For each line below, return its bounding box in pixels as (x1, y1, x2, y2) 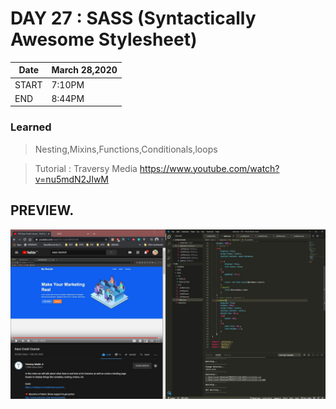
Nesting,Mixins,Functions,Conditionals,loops (34, 143, 218, 155)
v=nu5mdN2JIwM (34, 173, 110, 185)
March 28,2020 (51, 64, 118, 76)
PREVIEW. (10, 202, 75, 219)
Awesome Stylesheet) (10, 28, 198, 51)
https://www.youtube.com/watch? (139, 162, 280, 174)
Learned (10, 120, 52, 134)
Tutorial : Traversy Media (34, 162, 138, 174)
